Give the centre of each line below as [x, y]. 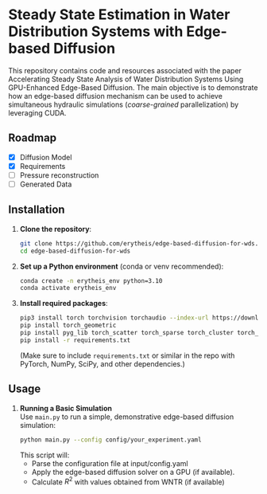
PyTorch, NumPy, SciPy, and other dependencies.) [102, 363]
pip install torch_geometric [68, 325]
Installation [37, 210]
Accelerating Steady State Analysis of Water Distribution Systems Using [126, 79]
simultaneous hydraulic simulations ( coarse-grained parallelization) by [124, 104]
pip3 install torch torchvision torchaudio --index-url [114, 318]
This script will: [44, 455]
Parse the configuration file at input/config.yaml [110, 463]
